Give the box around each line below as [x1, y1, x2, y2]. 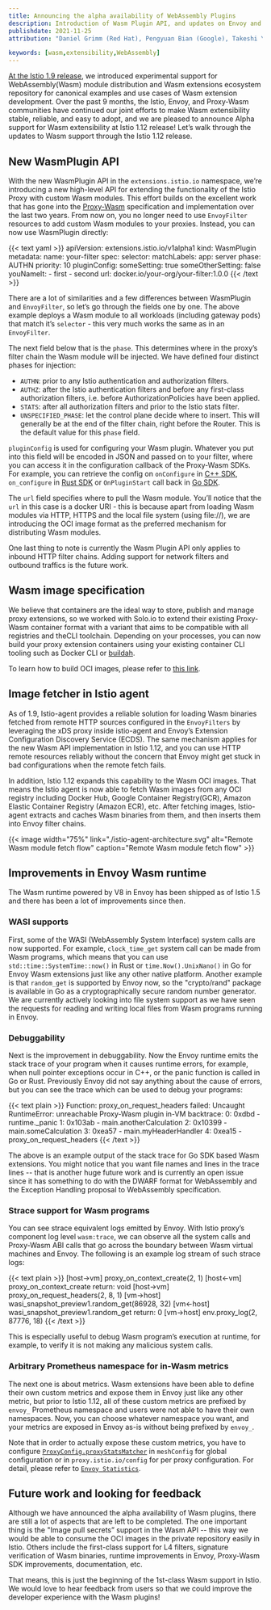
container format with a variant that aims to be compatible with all [31, 622, 248, 632]
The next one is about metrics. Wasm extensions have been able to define [8, 1379, 255, 1389]
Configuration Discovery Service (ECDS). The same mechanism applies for [8, 734, 257, 744]
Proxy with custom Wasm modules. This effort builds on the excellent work [8, 193, 256, 203]
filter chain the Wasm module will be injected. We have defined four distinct [8, 351, 260, 361]
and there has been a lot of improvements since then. [8, 896, 186, 906]
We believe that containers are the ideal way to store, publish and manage [8, 605, 255, 615]
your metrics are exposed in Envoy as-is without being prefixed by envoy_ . [8, 1422, 255, 1431]
